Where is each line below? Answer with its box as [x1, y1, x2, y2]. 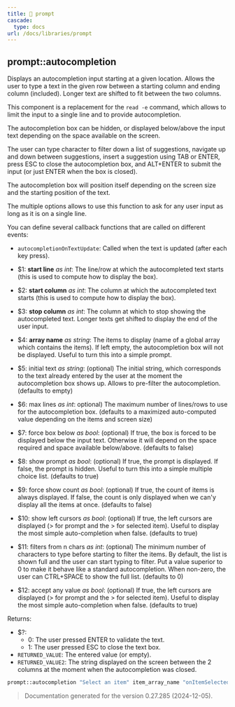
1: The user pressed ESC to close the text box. [27, 643, 161, 652]
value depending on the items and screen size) [17, 415, 152, 424]
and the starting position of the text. [7, 189, 111, 197]
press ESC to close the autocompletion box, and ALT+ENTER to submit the [7, 160, 222, 168]
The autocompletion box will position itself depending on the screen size [7, 181, 217, 189]
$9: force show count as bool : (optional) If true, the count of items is [17, 485, 215, 494]
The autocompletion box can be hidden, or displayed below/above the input [7, 124, 225, 133]
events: [7, 231, 29, 239]
